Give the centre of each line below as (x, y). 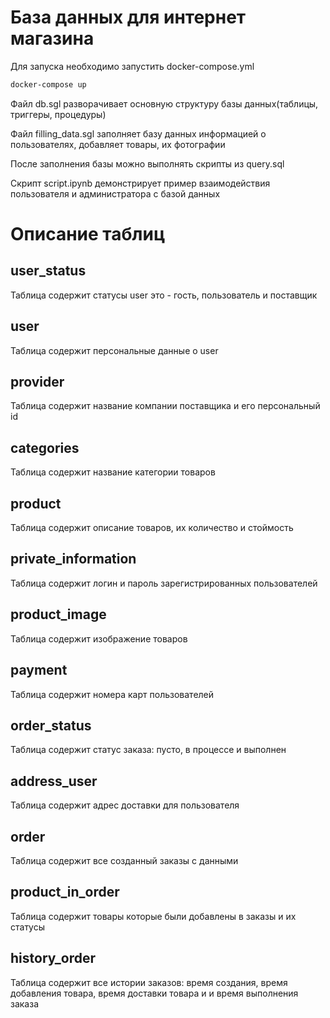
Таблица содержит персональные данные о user (114, 350)
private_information (73, 559)
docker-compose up (48, 84)
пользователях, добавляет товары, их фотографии (118, 144)
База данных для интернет (128, 17)
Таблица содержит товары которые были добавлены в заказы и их (153, 916)
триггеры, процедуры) (58, 114)
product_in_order (65, 892)
